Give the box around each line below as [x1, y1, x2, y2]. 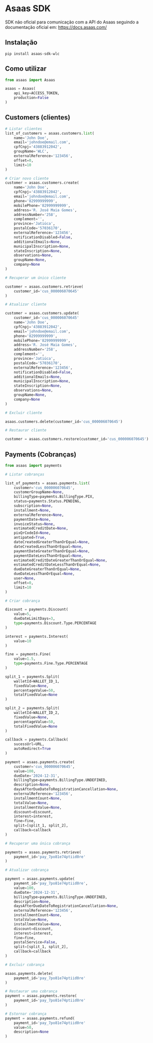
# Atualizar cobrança [5, 867, 49, 873]
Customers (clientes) [5, 113, 70, 122]
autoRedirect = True [14, 747, 51, 751]
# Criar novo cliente [5, 176, 49, 181]
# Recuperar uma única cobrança [5, 841, 70, 846]
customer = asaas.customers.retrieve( [5, 284, 84, 289]
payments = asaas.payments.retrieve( [5, 849, 82, 855]
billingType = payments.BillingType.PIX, [14, 494, 95, 499]
